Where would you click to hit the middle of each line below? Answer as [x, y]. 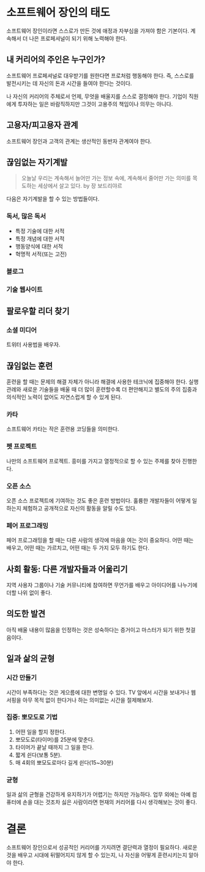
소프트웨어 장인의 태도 [58, 13]
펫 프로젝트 [22, 447]
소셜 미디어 [22, 330]
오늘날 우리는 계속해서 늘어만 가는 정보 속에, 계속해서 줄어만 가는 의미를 [106, 178]
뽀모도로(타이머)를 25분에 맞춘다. [55, 739]
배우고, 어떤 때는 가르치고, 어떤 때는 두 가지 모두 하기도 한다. [78, 548]
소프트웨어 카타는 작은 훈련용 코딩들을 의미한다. [63, 429]
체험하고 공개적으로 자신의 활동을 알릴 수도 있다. [80, 508]
